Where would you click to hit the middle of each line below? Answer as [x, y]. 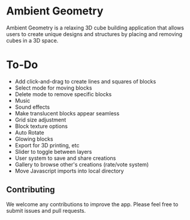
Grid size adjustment [40, 120]
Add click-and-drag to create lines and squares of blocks [85, 81]
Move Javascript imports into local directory [69, 171]
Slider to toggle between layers [53, 151]
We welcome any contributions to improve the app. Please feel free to [92, 204]
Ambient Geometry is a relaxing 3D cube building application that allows [95, 28]
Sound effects [32, 107]
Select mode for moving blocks [53, 88]
